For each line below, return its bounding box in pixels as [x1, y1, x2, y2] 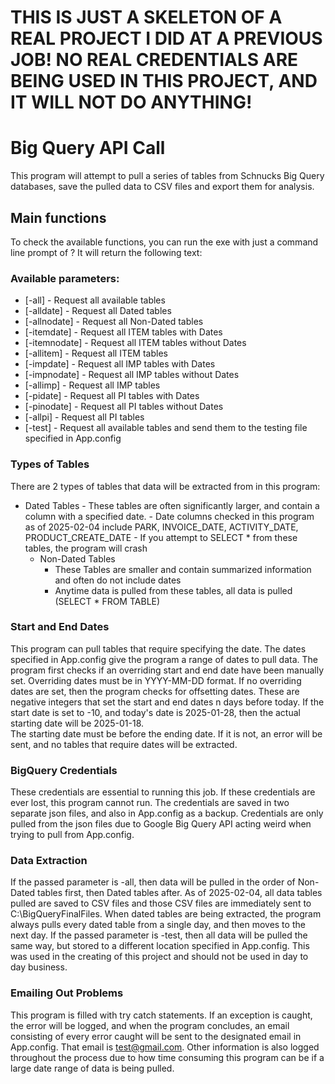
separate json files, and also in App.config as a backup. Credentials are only [10, 807, 324, 820]
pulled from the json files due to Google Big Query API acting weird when [10, 818, 312, 830]
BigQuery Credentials [10, 763, 118, 777]
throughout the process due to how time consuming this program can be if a [10, 1051, 325, 1063]
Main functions [10, 209, 107, 226]
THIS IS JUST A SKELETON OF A [10, 6, 283, 29]
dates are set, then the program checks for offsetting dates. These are [10, 685, 300, 697]
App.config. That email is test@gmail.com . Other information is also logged [10, 1041, 320, 1053]
